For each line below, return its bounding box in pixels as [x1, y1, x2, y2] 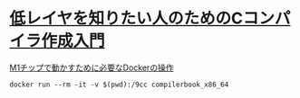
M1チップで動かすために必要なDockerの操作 [9, 62, 174, 73]
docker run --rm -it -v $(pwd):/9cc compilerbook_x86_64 [9, 80, 229, 89]
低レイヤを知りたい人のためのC [9, 8, 243, 29]
